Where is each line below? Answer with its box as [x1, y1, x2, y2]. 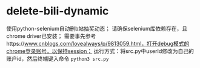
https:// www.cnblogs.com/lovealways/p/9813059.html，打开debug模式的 [6, 40, 190, 47]
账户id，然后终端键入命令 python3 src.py [6, 55, 109, 62]
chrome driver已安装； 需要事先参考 [6, 32, 96, 40]
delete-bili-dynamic [6, 4, 109, 18]
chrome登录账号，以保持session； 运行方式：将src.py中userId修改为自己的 [6, 47, 194, 55]
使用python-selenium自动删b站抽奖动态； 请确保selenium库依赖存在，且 [6, 25, 188, 32]
